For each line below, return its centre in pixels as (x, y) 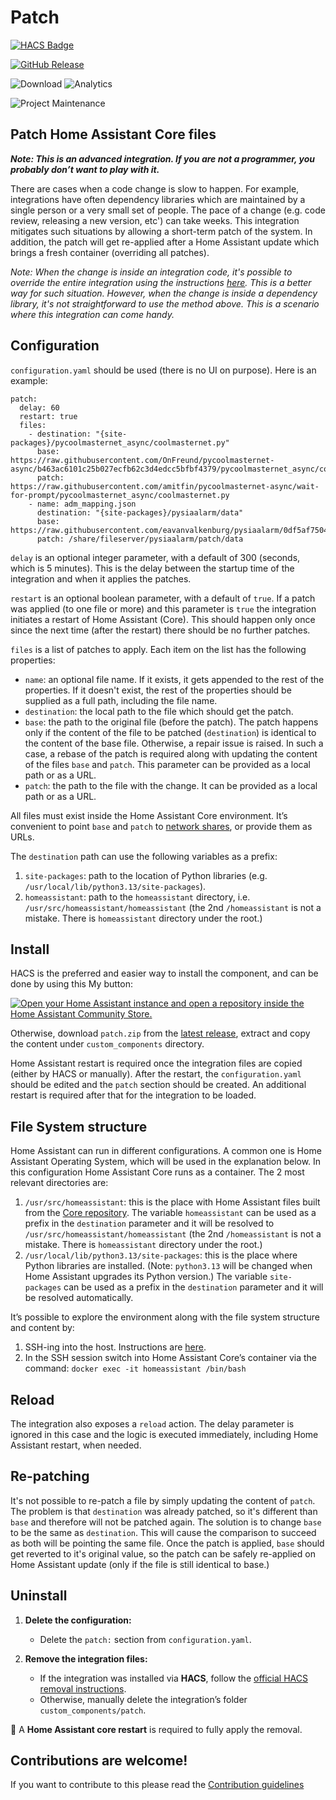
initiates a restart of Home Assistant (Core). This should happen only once (163, 619)
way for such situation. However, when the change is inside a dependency (164, 293)
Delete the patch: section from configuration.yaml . (145, 1639)
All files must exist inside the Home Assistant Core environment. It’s (149, 815)
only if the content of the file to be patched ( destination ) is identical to (170, 732)
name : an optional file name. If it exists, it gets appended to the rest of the (174, 679)
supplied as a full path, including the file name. (121, 700)
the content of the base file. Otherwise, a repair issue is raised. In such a (174, 743)
